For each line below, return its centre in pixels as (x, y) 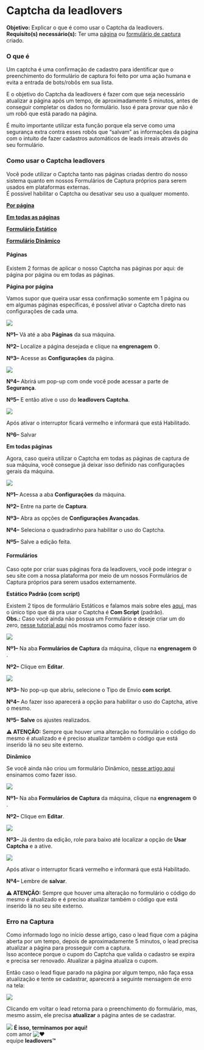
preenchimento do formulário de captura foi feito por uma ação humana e (99, 76)
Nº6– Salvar (21, 435)
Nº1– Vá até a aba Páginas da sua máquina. (61, 334)
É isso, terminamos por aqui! (51, 1028)
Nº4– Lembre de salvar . (37, 881)
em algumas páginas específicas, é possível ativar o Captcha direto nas (96, 305)
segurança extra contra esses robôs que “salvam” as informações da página (102, 132)
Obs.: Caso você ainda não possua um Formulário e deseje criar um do (96, 619)
